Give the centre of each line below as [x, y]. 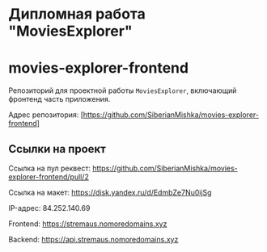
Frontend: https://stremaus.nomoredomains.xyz [88, 224]
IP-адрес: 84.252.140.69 [49, 208]
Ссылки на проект [57, 149]
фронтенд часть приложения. [59, 99]
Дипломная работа [77, 14]
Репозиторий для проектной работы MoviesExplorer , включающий [123, 90]
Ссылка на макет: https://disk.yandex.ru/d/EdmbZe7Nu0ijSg [110, 192]
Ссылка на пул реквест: [50, 168]
